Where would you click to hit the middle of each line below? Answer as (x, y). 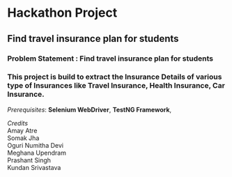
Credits (18, 123)
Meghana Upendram (37, 153)
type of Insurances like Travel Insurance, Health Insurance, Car (116, 86)
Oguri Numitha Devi (36, 145)
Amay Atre (22, 130)
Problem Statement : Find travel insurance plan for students (110, 59)
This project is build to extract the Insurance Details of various (115, 77)
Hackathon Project (62, 13)
